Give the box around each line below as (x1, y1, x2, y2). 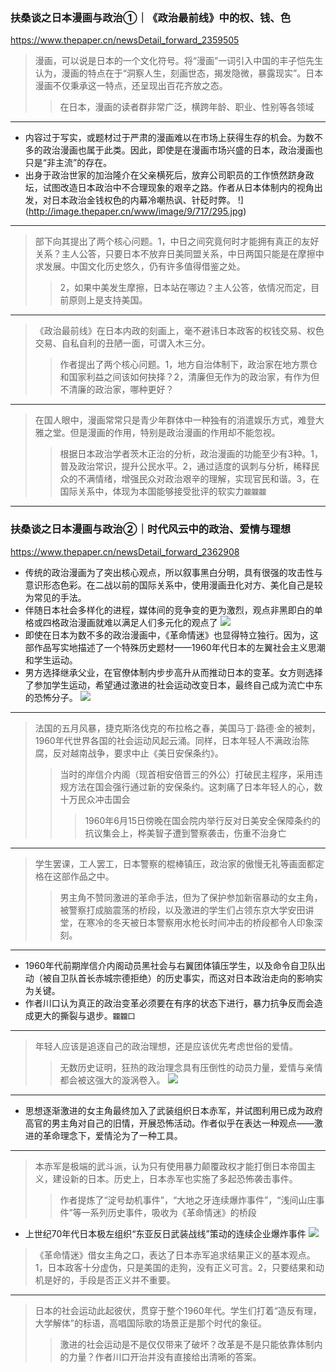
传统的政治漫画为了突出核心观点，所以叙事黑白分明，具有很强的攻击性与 (24, 566, 323, 578)
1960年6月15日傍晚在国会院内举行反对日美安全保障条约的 (84, 814, 321, 826)
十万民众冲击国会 (59, 793, 131, 805)
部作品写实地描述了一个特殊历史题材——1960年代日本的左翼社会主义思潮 (24, 641, 326, 653)
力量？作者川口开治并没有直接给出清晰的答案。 (68, 1350, 262, 1363)
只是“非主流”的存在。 (24, 157, 113, 169)
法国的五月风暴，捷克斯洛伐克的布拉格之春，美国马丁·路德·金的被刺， (34, 722, 321, 734)
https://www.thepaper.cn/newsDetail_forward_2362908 (10, 545, 240, 558)
